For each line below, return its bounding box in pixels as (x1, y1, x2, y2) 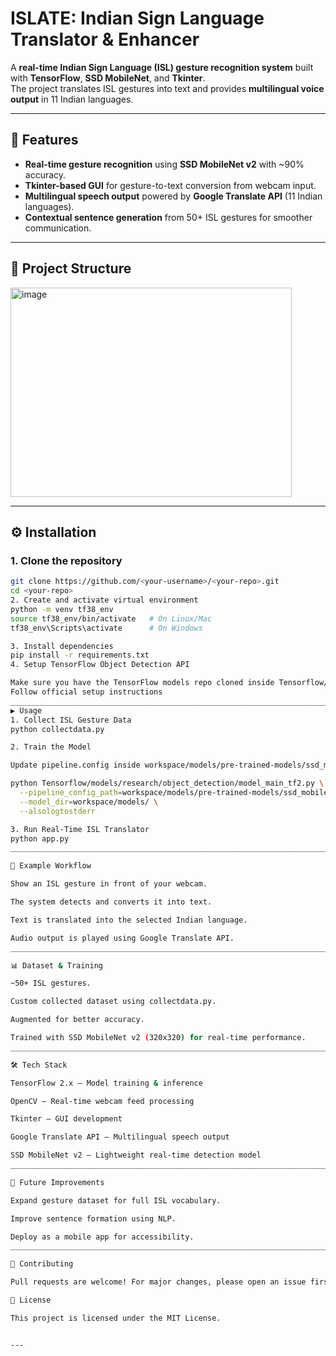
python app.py (10, 833, 70, 844)
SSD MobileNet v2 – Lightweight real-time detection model (10, 1150, 262, 1161)
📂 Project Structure (10, 260, 132, 277)
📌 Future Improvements (10, 1177, 105, 1187)
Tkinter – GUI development (10, 1114, 123, 1124)
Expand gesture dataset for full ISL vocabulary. (10, 1195, 222, 1206)
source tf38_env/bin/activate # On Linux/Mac (10, 613, 213, 624)
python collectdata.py (10, 724, 105, 734)
